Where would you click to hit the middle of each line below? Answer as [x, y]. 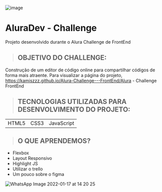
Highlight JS [25, 164]
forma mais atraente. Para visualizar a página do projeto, [64, 75]
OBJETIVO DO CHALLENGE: [62, 58]
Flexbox [21, 153]
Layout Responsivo [32, 158]
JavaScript [61, 123]
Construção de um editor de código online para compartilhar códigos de [80, 70]
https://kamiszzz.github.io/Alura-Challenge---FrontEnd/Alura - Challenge [81, 80]
